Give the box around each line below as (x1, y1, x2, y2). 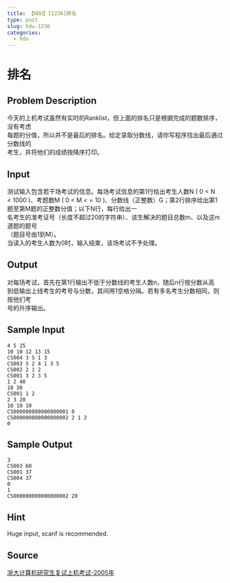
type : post (7, 16, 38, 23)
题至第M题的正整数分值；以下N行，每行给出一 (7, 204, 138, 212)
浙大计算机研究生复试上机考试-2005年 (7, 569, 115, 576)
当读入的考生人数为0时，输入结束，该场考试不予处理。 (7, 238, 161, 247)
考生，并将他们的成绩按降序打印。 (7, 148, 103, 156)
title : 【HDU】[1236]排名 (7, 10, 77, 17)
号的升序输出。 (7, 303, 49, 312)
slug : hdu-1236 (7, 23, 51, 29)
